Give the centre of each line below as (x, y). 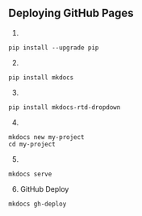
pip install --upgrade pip (54, 48)
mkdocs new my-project (46, 137)
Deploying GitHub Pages (71, 13)
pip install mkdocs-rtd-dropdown (65, 107)
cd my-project (32, 144)
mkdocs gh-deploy (38, 204)
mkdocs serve (30, 174)
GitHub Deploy (44, 188)
